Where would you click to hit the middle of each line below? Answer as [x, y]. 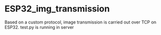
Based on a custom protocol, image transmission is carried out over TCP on [80, 22]
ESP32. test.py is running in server [39, 27]
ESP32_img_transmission [57, 9]
